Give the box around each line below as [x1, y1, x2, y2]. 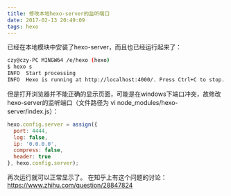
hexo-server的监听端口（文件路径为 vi [7, 98, 116, 106]
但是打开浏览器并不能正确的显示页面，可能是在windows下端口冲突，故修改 [7, 90, 221, 98]
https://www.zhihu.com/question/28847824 [7, 181, 133, 189]
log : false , [13, 133, 49, 141]
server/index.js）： [7, 107, 59, 115]
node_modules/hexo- [117, 98, 178, 106]
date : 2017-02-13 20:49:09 [7, 17, 85, 24]
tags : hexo [7, 23, 39, 30]
